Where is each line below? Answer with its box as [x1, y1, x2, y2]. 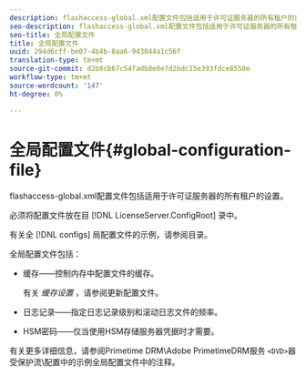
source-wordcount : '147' [9, 81, 104, 90]
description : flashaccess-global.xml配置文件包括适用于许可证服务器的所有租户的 [9, 13, 295, 23]
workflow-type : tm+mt [9, 73, 92, 82]
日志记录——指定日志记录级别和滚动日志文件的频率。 [22, 307, 223, 318]
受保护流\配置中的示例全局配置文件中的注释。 [9, 357, 180, 368]
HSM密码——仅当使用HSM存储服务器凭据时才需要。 [22, 326, 219, 337]
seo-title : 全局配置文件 [9, 30, 96, 39]
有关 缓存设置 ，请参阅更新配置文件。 [22, 288, 164, 299]
